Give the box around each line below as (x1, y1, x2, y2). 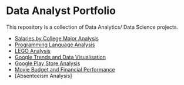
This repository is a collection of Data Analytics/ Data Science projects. (6, 23, 178, 30)
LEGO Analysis (14, 47, 51, 54)
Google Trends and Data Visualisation (14, 53, 106, 60)
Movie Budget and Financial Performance (14, 66, 116, 73)
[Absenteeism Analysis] (14, 72, 72, 79)
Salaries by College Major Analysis (14, 35, 99, 42)
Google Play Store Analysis (14, 60, 81, 67)
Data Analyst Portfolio (6, 4, 116, 18)
